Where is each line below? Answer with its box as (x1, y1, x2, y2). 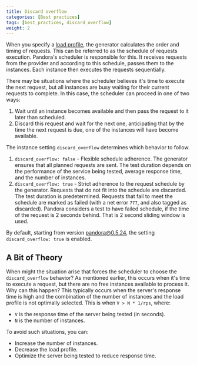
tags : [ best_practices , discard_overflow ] (6, 19, 112, 25)
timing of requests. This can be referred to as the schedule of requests (6, 48, 178, 55)
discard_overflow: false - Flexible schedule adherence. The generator (14, 155, 188, 162)
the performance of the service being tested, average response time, (14, 168, 182, 175)
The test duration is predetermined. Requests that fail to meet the (14, 193, 173, 200)
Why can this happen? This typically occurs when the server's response (6, 287, 181, 294)
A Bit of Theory (6, 252, 63, 262)
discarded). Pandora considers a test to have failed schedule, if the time (14, 205, 189, 212)
